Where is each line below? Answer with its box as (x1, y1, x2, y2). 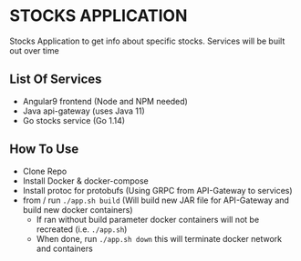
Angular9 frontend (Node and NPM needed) (22, 95, 189, 106)
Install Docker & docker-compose (22, 175, 149, 186)
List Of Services (9, 72, 102, 87)
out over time (9, 45, 59, 55)
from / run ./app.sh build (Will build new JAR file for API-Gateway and (22, 195, 290, 206)
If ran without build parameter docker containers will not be (36, 214, 260, 225)
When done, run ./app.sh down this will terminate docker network (36, 233, 283, 244)
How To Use (9, 142, 79, 157)
